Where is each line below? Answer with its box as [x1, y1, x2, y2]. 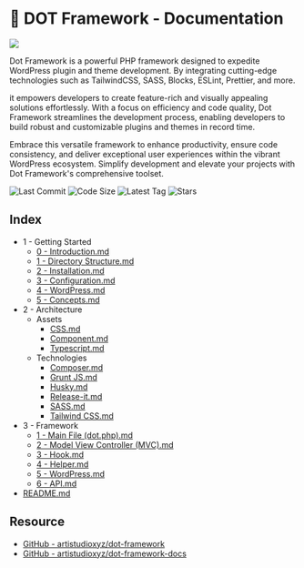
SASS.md [49, 401, 86, 411]
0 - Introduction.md [35, 246, 110, 257]
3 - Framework [22, 420, 79, 431]
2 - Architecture [22, 304, 83, 315]
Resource [9, 514, 66, 530]
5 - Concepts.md [35, 294, 100, 305]
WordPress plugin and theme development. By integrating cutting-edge [9, 65, 278, 76]
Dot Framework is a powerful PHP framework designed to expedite [9, 55, 260, 66]
